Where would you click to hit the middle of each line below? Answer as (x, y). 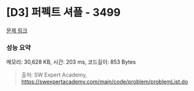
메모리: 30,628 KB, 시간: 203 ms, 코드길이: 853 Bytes (71, 62)
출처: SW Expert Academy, (54, 75)
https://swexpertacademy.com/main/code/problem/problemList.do (105, 82)
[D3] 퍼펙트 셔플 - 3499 (64, 12)
